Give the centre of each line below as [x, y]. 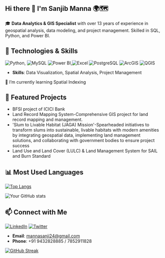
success [21, 146]
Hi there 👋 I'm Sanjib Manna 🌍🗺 [57, 9]
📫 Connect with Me [36, 212]
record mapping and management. [47, 119]
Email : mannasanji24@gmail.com [46, 236]
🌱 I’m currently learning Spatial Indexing [46, 82]
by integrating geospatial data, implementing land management [76, 135]
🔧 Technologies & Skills [41, 51]
